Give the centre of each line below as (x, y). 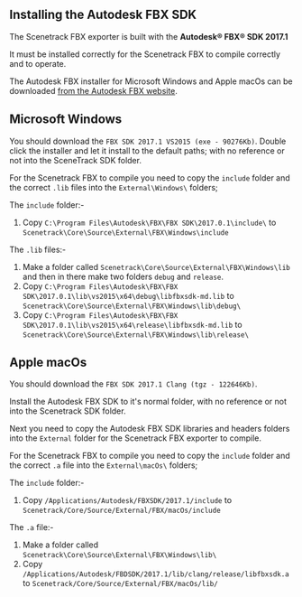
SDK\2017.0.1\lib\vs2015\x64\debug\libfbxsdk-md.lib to (128, 295)
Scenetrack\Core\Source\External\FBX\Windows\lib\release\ (136, 335)
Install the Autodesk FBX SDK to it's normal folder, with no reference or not (148, 402)
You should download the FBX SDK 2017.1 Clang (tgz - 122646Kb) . (133, 384)
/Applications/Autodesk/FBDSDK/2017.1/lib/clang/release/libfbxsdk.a (156, 574)
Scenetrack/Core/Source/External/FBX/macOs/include (121, 511)
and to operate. (38, 63)
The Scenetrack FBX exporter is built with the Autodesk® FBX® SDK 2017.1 (149, 36)
